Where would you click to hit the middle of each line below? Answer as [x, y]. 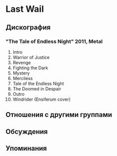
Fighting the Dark [30, 68]
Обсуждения [27, 132]
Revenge [22, 62]
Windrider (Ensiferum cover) [42, 99]
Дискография [28, 27]
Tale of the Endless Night [38, 83]
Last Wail [25, 9]
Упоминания [26, 148]
